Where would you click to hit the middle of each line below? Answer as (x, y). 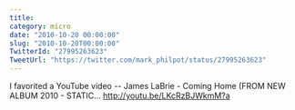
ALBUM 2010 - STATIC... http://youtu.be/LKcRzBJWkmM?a (120, 95)
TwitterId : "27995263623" (58, 52)
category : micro (40, 26)
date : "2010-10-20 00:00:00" (65, 35)
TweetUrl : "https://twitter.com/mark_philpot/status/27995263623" (138, 60)
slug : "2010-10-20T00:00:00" (65, 43)
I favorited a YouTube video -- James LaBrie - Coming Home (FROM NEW (147, 86)
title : (22, 18)
